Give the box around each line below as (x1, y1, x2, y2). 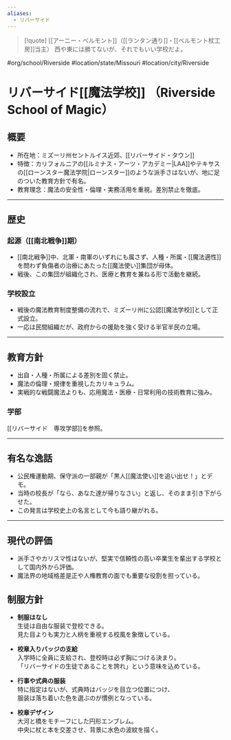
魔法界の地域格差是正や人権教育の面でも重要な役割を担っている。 (16, 572, 204, 580)
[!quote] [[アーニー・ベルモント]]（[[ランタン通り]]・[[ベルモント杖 (23, 36, 215, 45)
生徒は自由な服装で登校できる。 (16, 622, 108, 630)
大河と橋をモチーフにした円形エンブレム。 (16, 717, 137, 726)
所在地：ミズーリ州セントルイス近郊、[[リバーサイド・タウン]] (16, 150, 195, 159)
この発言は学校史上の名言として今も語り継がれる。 (16, 506, 162, 515)
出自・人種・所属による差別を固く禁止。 (16, 371, 132, 379)
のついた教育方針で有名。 (16, 177, 90, 185)
